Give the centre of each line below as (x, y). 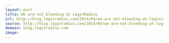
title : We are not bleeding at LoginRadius (52, 14)
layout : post (19, 10)
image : (12, 33)
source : (13, 23)
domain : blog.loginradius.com (37, 28)
